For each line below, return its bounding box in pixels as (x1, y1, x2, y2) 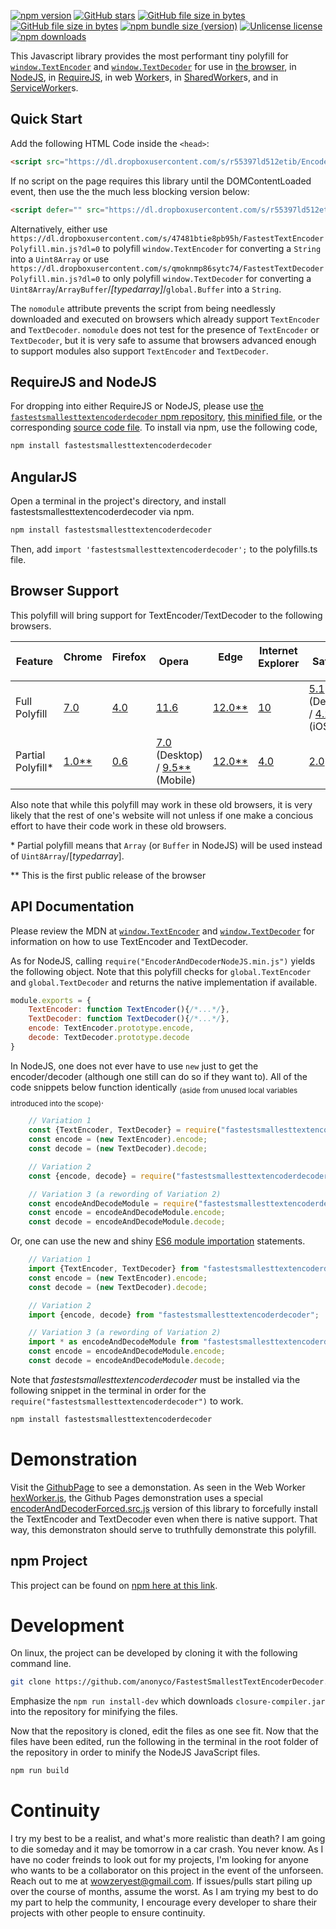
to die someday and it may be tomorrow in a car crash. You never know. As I (10, 1843, 324, 1855)
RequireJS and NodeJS (10, 373, 157, 390)
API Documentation (10, 898, 135, 915)
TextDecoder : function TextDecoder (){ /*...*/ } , (28, 1014, 230, 1024)
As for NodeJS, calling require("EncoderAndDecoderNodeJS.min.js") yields (10, 955, 316, 967)
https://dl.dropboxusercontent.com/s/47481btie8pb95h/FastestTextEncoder (10, 233, 325, 244)
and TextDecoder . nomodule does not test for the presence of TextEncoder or (10, 323, 320, 335)
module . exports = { (10, 995, 92, 1005)
